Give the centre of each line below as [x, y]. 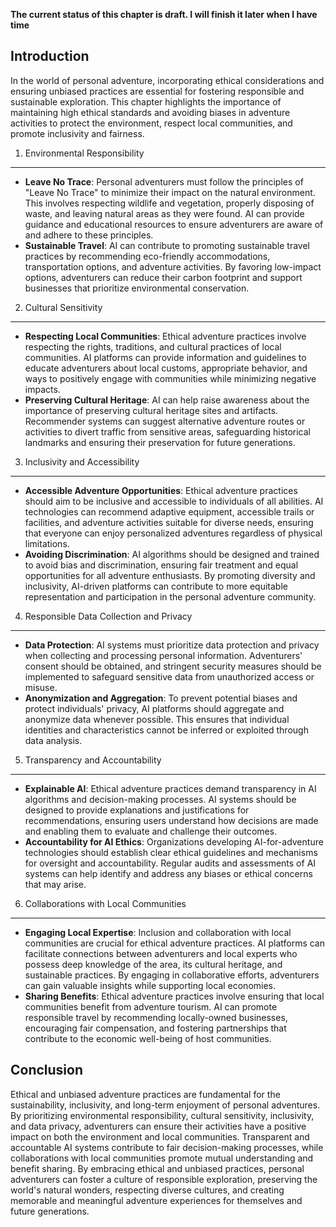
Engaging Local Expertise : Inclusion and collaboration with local [158, 932]
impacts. [42, 389]
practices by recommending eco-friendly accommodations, [147, 256]
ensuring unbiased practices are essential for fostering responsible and [157, 91]
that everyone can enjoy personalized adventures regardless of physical [173, 533]
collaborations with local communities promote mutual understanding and [162, 1158]
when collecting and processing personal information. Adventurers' [163, 655]
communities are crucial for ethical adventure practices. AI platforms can [175, 943]
